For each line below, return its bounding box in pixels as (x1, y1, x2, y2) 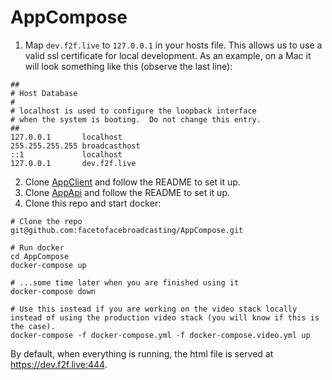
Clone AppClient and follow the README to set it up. (24, 176, 241, 188)
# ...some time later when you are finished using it (10, 277, 240, 288)
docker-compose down (10, 286, 97, 296)
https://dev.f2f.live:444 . (10, 358, 108, 370)
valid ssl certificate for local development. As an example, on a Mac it (24, 49, 312, 61)
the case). (10, 321, 56, 331)
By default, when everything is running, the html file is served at (10, 347, 274, 360)
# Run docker (10, 242, 65, 253)
